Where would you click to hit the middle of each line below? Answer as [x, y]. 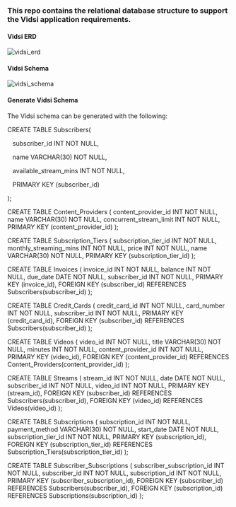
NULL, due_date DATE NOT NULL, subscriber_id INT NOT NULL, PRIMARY [116, 276]
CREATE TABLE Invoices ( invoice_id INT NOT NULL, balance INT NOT [110, 269]
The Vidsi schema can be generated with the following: [88, 116]
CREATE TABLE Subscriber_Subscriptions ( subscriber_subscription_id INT [116, 465]
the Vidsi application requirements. [69, 19]
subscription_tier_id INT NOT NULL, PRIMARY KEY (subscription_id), [107, 436]
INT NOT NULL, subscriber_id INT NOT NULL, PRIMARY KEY [95, 313]
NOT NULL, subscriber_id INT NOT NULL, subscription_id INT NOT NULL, [114, 473]
